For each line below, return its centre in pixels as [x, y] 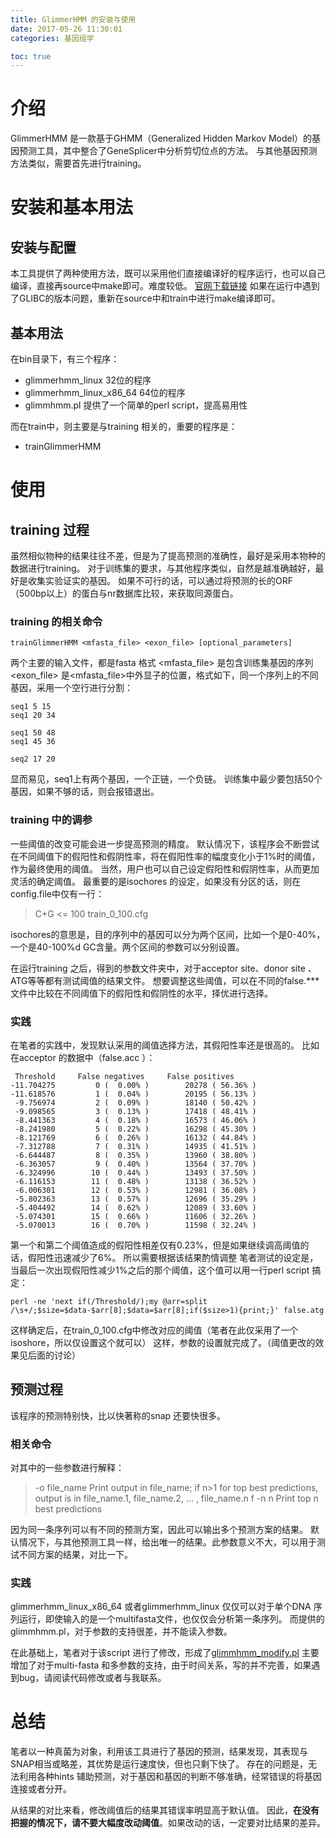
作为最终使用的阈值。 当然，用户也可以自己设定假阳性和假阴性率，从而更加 [165, 868]
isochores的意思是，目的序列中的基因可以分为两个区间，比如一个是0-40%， [168, 934]
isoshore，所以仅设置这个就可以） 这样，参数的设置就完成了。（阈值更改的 [163, 1342]
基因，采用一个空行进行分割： [71, 688]
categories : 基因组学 [52, 38]
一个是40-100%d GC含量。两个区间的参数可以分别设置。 [127, 947]
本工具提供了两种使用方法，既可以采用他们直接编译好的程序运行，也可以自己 [168, 273]
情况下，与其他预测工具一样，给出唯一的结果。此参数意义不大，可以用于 [167, 1542]
